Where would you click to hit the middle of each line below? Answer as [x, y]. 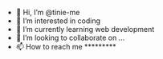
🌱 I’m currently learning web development [85, 29]
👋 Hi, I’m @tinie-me [48, 12]
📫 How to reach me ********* [66, 47]
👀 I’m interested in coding [58, 21]
